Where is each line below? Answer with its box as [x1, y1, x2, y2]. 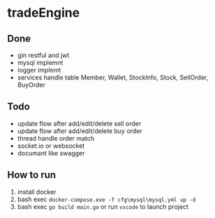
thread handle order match [17, 134, 95, 142]
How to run [7, 169, 57, 181]
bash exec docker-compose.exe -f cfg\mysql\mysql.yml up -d [17, 195, 196, 203]
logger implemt [17, 66, 61, 74]
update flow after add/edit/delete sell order [17, 119, 142, 127]
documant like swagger [17, 148, 85, 157]
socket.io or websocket [17, 141, 85, 150]
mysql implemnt [17, 59, 64, 67]
